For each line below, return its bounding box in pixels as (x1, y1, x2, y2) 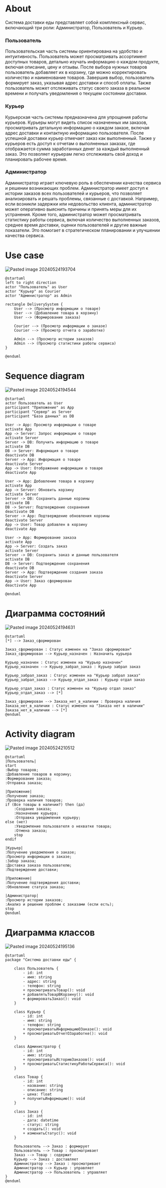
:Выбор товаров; (5, 767, 39, 772)
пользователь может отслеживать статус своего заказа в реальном (5, 85, 150, 91)
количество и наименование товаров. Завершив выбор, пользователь (5, 75, 155, 81)
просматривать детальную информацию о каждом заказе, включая (5, 124, 150, 130)
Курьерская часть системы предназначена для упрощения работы (5, 114, 148, 120)
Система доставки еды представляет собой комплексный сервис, (5, 19, 146, 25)
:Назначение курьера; (14, 811, 58, 816)
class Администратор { (14, 1044, 61, 1049)
